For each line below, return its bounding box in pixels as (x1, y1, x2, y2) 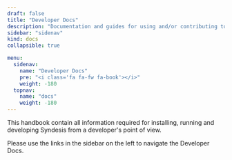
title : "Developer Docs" (7, 17, 79, 23)
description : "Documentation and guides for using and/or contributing (7, 23, 217, 30)
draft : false (7, 10, 45, 17)
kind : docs (7, 36, 39, 43)
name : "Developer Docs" (19, 67, 88, 74)
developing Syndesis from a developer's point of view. (7, 126, 162, 134)
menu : (7, 54, 23, 62)
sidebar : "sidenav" (7, 29, 64, 37)
